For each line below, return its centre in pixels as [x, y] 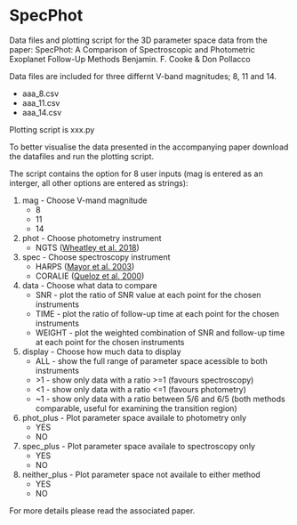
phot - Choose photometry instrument [92, 238]
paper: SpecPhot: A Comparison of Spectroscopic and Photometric [132, 49]
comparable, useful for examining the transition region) [136, 408]
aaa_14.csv [42, 112]
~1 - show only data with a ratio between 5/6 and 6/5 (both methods [161, 399]
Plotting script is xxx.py [52, 129]
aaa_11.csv [41, 102]
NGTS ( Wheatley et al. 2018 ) [87, 247]
